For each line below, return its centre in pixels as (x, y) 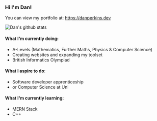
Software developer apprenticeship (48, 81)
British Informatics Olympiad (41, 60)
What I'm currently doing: (32, 39)
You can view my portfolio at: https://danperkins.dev (58, 18)
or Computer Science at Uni (40, 87)
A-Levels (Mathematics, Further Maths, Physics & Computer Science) (82, 49)
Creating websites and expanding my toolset (57, 55)
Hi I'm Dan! (18, 7)
